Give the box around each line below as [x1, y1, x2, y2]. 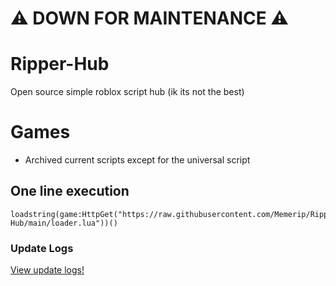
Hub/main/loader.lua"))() [10, 218, 118, 228]
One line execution [10, 183, 130, 200]
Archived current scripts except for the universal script [24, 154, 251, 166]
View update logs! [10, 264, 85, 276]
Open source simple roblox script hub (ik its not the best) [10, 86, 245, 98]
